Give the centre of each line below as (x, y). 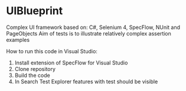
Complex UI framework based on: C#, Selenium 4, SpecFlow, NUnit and (93, 27)
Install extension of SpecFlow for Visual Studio (71, 63)
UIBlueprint (35, 11)
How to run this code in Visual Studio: (52, 51)
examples (18, 40)
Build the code (32, 75)
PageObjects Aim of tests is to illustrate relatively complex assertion (89, 33)
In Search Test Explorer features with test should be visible (86, 82)
